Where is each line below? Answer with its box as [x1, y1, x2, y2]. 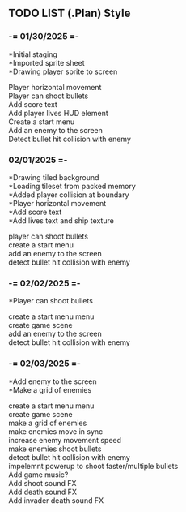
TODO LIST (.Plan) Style [8, 6, 131, 20]
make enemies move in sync [8, 426, 104, 437]
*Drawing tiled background [8, 172, 99, 182]
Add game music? [8, 470, 69, 480]
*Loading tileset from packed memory [8, 181, 136, 191]
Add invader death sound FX [8, 495, 104, 506]
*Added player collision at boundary [8, 190, 129, 200]
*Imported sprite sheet [8, 58, 85, 67]
